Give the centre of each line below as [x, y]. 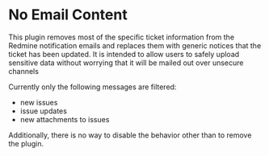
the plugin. [26, 143]
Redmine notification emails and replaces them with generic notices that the [135, 45]
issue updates [43, 111]
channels [23, 71]
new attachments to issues [65, 119]
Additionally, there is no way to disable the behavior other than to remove [130, 135]
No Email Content [68, 15]
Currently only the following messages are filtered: [92, 87]
